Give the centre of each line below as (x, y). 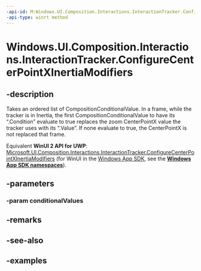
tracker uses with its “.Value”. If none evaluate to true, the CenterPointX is (97, 128)
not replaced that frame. (36, 134)
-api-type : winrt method (37, 17)
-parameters (30, 183)
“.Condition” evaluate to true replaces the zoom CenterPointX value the (94, 121)
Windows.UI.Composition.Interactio (98, 47)
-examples (27, 261)
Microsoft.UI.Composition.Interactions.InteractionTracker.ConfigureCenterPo (100, 152)
